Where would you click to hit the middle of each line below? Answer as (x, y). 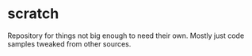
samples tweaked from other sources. (69, 43)
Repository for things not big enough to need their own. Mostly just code (126, 35)
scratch (33, 14)
